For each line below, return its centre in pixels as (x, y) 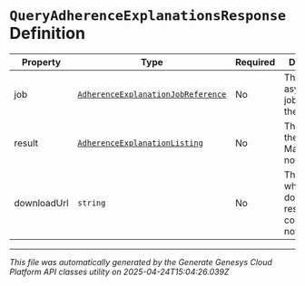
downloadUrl (42, 203)
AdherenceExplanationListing (141, 143)
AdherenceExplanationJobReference (152, 94)
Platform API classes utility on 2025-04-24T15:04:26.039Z (119, 272)
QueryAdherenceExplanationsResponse (148, 16)
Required (255, 62)
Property (41, 62)
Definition (48, 33)
